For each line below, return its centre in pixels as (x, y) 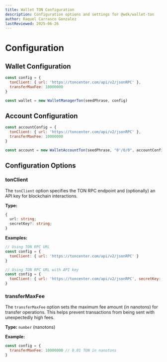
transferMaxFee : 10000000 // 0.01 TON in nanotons (63, 351)
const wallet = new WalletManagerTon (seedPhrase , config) (66, 100)
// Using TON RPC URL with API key (42, 270)
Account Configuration (42, 116)
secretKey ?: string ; (31, 224)
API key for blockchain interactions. (42, 196)
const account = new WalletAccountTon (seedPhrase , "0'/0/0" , (70, 150)
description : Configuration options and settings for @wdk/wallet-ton (80, 14)
